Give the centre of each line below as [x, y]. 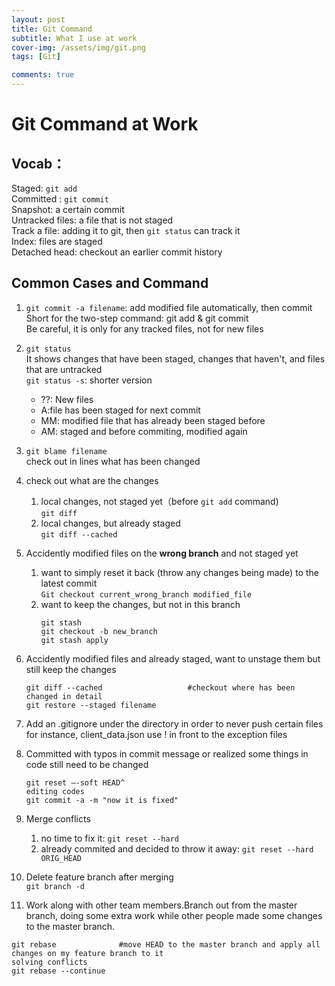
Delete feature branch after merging [99, 877]
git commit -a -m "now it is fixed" [102, 800]
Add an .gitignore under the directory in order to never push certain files [174, 723]
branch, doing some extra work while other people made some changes [174, 915]
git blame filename [66, 451]
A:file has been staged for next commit [120, 410]
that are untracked [64, 369]
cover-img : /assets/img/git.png [78, 47]
